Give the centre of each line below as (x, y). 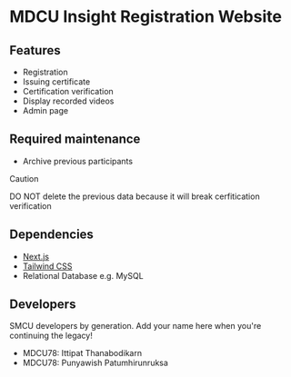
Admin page (45, 110)
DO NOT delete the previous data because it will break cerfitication (135, 196)
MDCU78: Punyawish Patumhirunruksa (95, 363)
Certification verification (68, 91)
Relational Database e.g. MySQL (83, 275)
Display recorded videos (68, 101)
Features (35, 50)
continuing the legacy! (51, 336)
